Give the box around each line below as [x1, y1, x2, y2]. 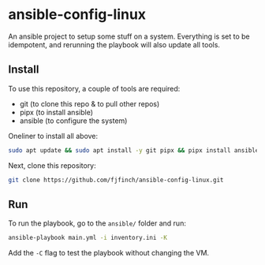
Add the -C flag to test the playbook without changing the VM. [8, 248, 210, 258]
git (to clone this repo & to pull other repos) [19, 99, 160, 108]
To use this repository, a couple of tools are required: [8, 84, 181, 93]
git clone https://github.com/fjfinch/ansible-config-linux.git [8, 176, 224, 184]
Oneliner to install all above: [8, 131, 99, 140]
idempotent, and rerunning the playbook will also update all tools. [8, 39, 221, 49]
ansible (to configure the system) [19, 116, 128, 125]
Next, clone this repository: [8, 160, 96, 170]
